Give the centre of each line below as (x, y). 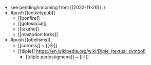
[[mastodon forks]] (38, 34)
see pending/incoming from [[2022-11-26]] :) (58, 7)
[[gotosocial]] (32, 23)
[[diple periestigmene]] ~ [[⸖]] (57, 57)
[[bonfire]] (29, 18)
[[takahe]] (29, 29)
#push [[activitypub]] (33, 13)
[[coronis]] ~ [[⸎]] (37, 45)
